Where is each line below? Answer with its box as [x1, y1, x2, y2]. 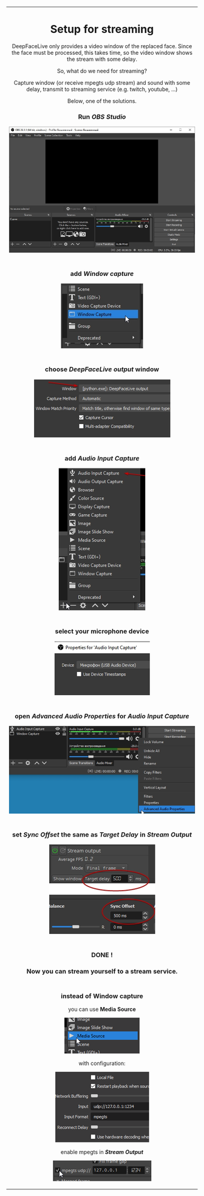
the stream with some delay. [66, 55, 138, 63]
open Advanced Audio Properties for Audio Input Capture [15, 712, 189, 720]
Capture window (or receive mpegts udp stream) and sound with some [13, 79, 191, 86]
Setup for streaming [50, 22, 154, 36]
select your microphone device [55, 627, 149, 635]
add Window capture [70, 269, 134, 278]
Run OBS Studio [78, 112, 126, 121]
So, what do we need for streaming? [56, 67, 148, 74]
